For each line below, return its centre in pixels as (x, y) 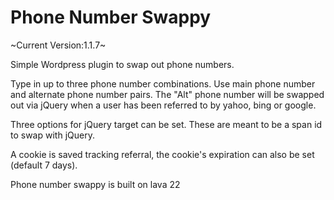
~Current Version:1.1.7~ (58, 45)
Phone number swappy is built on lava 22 (95, 184)
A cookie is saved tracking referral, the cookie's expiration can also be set (162, 154)
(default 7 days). (44, 165)
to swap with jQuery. (52, 135)
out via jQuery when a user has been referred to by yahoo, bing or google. (163, 105)
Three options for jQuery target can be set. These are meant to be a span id (166, 124)
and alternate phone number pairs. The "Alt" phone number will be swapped (167, 94)
